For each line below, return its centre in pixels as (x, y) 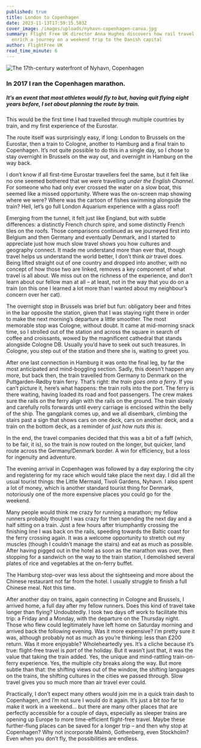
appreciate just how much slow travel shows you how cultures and (88, 243)
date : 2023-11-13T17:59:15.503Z (46, 23)
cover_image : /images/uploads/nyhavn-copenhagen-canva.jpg (82, 29)
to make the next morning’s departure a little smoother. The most (86, 319)
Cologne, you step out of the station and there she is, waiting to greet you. (98, 351)
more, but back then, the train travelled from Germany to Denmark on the (97, 375)
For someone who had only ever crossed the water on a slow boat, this (94, 187)
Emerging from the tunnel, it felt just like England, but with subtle (86, 218)
